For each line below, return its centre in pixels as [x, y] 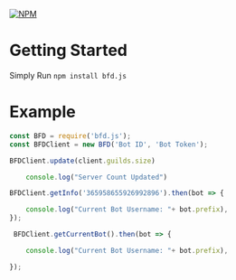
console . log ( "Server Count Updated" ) [97, 177]
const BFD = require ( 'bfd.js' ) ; [70, 135]
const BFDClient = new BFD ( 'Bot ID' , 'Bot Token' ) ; [109, 145]
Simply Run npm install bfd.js [68, 75]
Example [42, 112]
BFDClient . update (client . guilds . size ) [82, 161]
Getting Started [69, 51]
